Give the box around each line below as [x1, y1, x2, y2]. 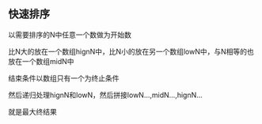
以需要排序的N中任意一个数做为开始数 [8, 30, 132, 39]
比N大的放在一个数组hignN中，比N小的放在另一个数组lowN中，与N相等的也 [8, 47, 255, 56]
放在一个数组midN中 [8, 56, 74, 66]
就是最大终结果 [8, 107, 57, 116]
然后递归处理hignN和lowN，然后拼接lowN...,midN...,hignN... [8, 90, 203, 100]
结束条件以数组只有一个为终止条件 [8, 73, 120, 83]
